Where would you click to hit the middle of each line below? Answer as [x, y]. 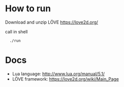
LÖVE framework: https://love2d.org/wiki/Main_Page [65, 79]
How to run [28, 9]
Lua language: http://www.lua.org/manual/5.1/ [58, 74]
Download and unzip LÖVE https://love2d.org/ [52, 22]
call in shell [16, 31]
